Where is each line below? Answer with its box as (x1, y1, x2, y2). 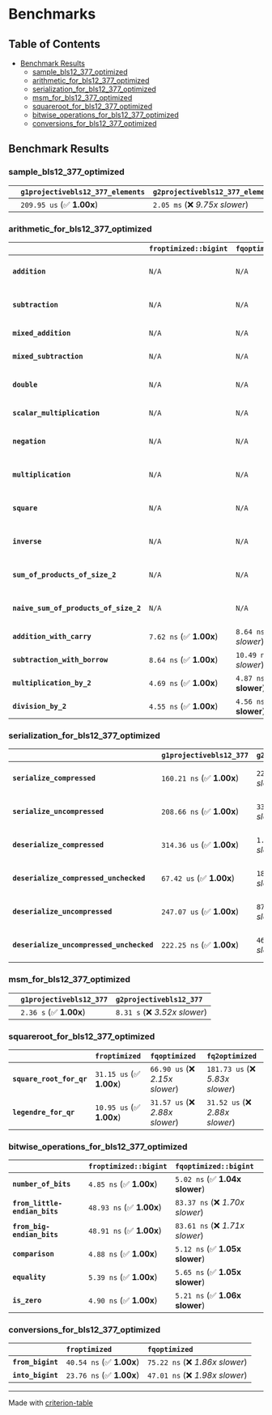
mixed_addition (12, 328, 71, 337)
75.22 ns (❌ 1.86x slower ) (147, 1357, 248, 1368)
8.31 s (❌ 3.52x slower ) (115, 1006, 208, 1018)
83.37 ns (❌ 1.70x (175, 1197, 245, 1208)
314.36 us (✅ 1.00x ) (161, 839, 240, 850)
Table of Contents (8, 37, 101, 51)
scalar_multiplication (12, 408, 100, 417)
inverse (12, 536, 42, 546)
